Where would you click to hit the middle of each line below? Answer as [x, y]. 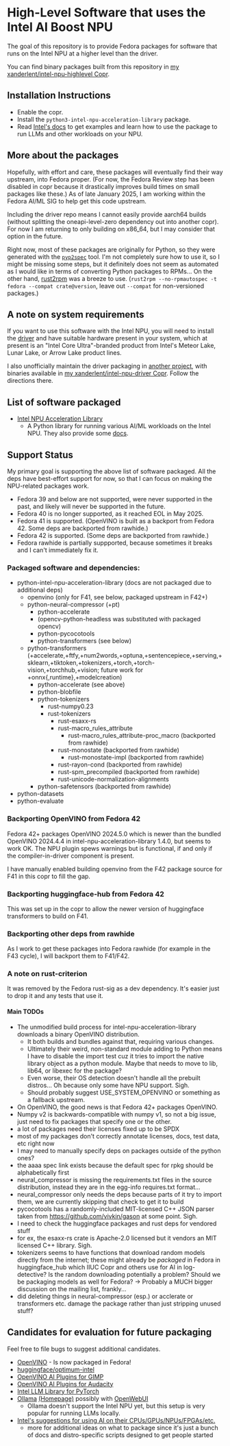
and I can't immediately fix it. [58, 550]
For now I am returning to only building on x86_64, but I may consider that [111, 229]
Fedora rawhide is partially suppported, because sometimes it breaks [115, 543]
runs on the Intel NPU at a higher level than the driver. [83, 53]
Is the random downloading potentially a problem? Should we [134, 1274]
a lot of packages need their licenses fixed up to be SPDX [98, 1129]
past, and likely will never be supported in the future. [91, 506]
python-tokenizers [64, 699]
